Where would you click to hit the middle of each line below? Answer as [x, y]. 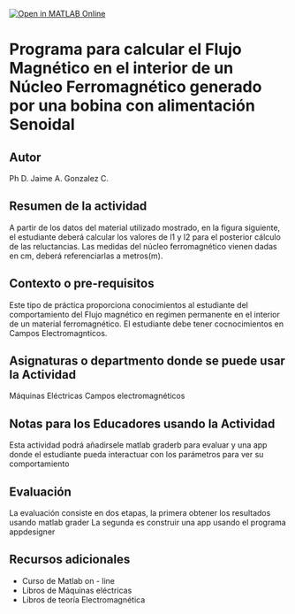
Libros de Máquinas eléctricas [77, 590]
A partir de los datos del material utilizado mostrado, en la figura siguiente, [145, 227]
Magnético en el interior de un [121, 69]
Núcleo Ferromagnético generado [136, 87]
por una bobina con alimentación [132, 106]
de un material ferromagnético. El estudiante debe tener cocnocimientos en [147, 324]
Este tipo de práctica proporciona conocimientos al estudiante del [129, 304]
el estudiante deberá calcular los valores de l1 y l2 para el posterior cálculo [145, 237]
